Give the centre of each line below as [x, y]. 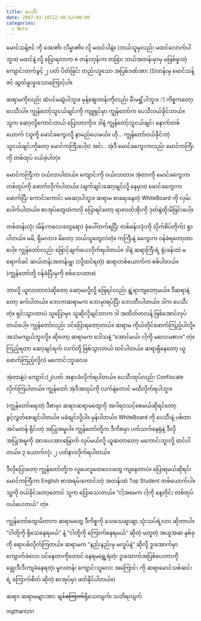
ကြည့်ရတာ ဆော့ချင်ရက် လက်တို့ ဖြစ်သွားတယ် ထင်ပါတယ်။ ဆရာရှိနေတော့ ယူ [96, 348]
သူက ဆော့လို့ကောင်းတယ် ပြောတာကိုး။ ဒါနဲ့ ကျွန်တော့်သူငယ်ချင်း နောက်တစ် [93, 123]
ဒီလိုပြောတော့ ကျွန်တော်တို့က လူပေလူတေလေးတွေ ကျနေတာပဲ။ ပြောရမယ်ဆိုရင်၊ [99, 469]
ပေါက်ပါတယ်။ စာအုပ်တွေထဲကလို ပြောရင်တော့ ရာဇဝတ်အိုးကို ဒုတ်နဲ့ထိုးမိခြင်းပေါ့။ [100, 210]
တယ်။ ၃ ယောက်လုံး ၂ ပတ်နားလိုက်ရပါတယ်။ [58, 453]
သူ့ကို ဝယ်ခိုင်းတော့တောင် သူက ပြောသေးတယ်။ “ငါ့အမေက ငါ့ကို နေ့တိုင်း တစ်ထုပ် [100, 493]
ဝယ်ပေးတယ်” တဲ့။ [27, 504]
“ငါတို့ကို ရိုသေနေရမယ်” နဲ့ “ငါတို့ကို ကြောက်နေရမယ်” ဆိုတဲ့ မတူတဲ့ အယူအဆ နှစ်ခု [101, 533]
